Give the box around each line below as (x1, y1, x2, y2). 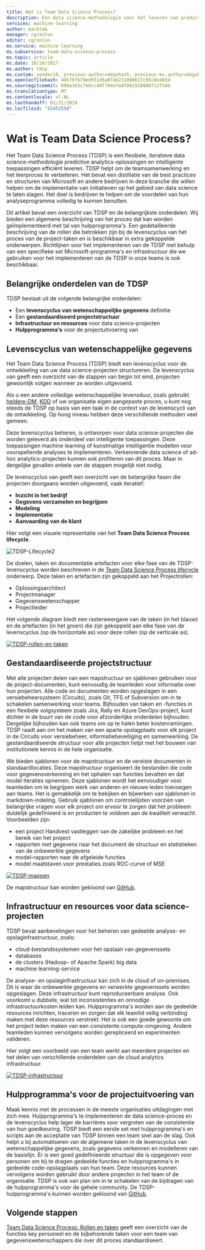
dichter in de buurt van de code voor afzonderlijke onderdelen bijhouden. (6, 713, 191, 720)
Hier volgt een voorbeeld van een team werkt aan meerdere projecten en (6, 1047, 190, 1054)
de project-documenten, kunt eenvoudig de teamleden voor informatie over (6, 681, 196, 688)
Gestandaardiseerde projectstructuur (6, 658, 153, 668)
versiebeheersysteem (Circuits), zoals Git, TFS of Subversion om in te (6, 693, 182, 701)
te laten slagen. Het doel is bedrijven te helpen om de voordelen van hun (6, 190, 189, 198)
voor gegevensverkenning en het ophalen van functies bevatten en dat (6, 770, 184, 778)
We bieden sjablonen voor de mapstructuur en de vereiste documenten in (6, 757, 192, 765)
